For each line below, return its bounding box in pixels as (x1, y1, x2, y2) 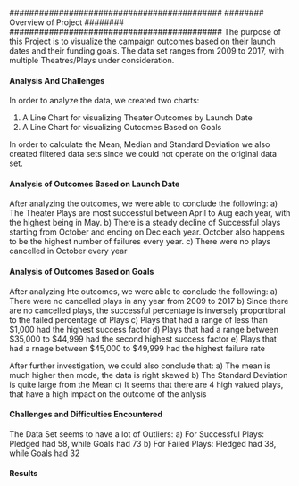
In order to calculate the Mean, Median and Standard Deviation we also (9, 139, 270, 150)
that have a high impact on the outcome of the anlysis (9, 388, 207, 400)
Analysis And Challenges (9, 75, 105, 86)
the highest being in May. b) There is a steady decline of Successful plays (9, 218, 281, 228)
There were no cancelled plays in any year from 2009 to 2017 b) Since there (9, 295, 289, 306)
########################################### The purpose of (9, 27, 281, 37)
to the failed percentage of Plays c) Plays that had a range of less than (9, 314, 268, 325)
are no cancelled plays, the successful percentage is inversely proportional (9, 305, 286, 316)
